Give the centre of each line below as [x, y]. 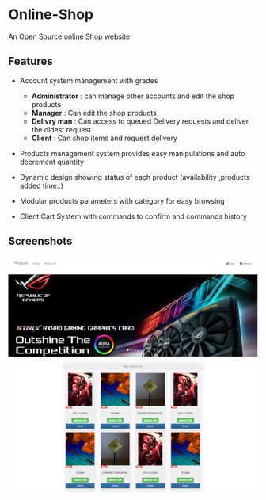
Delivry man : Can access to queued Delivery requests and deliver [140, 121]
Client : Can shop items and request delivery [104, 138]
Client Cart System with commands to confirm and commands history [133, 216]
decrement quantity [52, 162]
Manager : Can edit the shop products [94, 113]
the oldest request [61, 129]
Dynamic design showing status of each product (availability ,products [135, 177]
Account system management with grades [89, 80]
